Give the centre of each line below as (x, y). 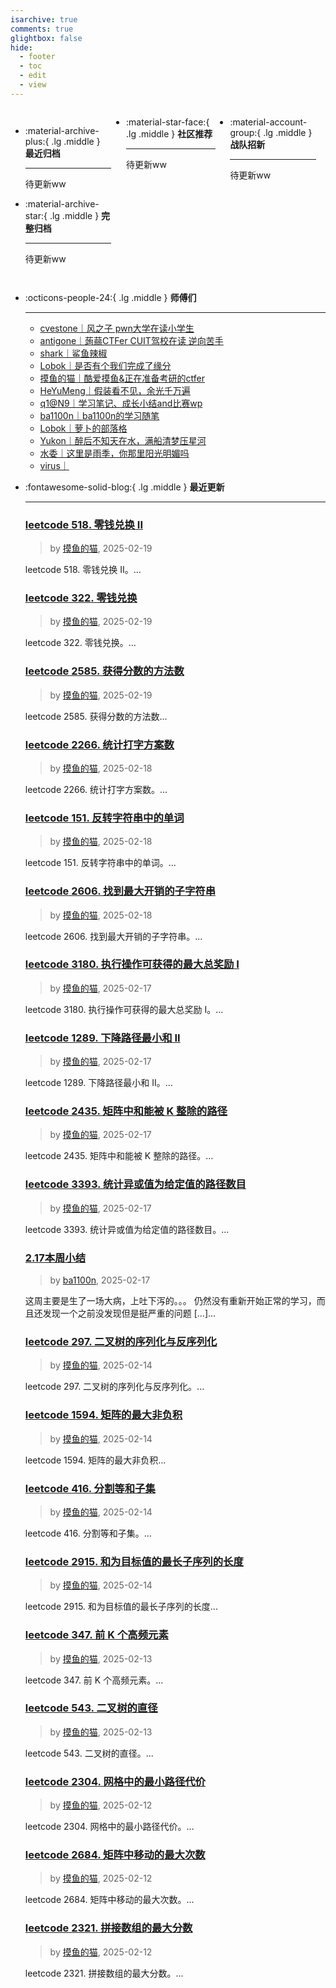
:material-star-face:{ (168, 122)
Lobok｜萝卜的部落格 (83, 428)
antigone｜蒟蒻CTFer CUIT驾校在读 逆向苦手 (131, 340)
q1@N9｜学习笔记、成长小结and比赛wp (121, 403)
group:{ (245, 132)
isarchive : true (44, 19)
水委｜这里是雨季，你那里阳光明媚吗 (114, 453)
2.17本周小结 (55, 1258)
